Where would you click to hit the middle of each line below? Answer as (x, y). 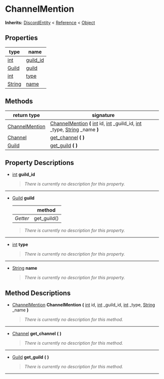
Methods (19, 101)
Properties (21, 38)
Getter (22, 218)
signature (103, 115)
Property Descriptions (40, 163)
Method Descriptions (38, 293)
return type (26, 115)
